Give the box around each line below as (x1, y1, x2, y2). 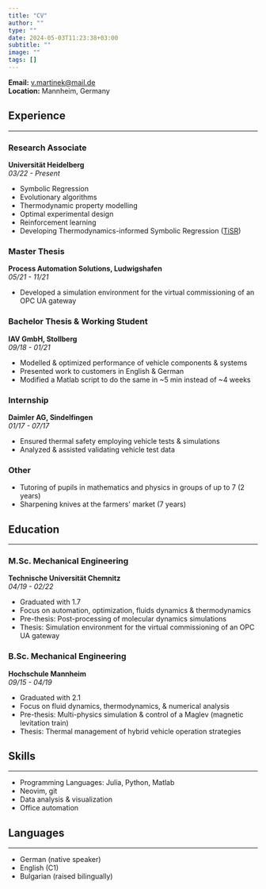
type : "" (8, 26, 37, 34)
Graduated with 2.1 (19, 692, 81, 702)
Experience (8, 109, 66, 123)
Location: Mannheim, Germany (8, 86, 111, 95)
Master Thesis (8, 245, 65, 256)
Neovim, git (19, 787, 58, 796)
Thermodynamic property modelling (19, 200, 138, 210)
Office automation (19, 803, 79, 813)
